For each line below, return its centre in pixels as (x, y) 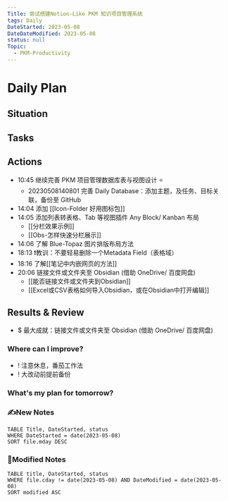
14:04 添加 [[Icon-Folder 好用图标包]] (71, 208)
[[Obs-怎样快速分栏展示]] (65, 235)
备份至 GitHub (61, 200)
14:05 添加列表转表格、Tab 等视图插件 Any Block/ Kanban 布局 (108, 217)
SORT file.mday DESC (38, 441)
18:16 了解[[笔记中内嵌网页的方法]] (67, 263)
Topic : (17, 47)
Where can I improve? (45, 349)
